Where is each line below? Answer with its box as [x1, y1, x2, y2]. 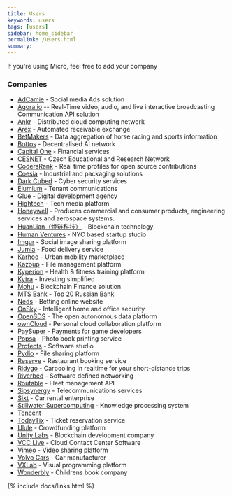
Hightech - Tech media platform [17, 199, 110, 208]
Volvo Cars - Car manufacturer [17, 453, 106, 462]
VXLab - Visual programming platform [17, 461, 127, 469]
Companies [7, 79, 48, 89]
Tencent [17, 409, 42, 417]
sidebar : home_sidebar [7, 29, 73, 37]
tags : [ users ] [7, 23, 49, 30]
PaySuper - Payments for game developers [17, 327, 142, 336]
